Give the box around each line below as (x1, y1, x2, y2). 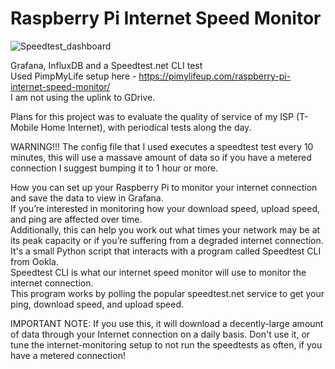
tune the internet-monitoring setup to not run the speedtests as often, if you (10, 338, 323, 351)
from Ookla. (10, 255, 59, 267)
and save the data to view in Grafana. (10, 192, 164, 204)
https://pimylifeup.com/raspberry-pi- (138, 70, 292, 82)
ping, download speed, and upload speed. (10, 298, 185, 310)
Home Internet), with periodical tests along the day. (40, 121, 252, 133)
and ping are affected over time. (10, 213, 143, 225)
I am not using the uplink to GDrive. (10, 91, 156, 103)
